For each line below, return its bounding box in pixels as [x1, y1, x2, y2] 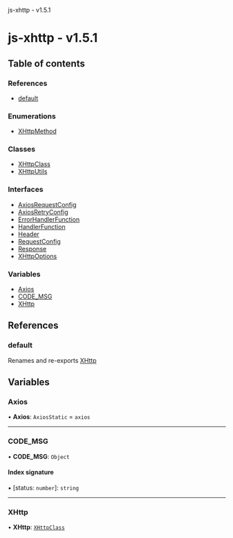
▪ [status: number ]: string [8, 483, 80, 492]
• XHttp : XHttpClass [8, 523, 65, 532]
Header [17, 230, 40, 238]
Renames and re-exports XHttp [8, 356, 97, 364]
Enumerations [8, 111, 56, 120]
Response [17, 244, 47, 253]
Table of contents [8, 57, 85, 69]
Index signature [8, 468, 54, 476]
